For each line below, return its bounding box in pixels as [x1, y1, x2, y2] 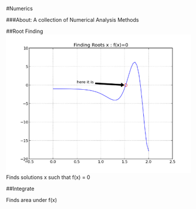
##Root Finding [6, 28, 43, 35]
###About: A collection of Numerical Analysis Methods [6, 16, 139, 23]
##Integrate [6, 185, 35, 192]
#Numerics [6, 5, 33, 12]
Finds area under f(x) [6, 197, 58, 203]
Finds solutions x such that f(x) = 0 [6, 174, 90, 181]
